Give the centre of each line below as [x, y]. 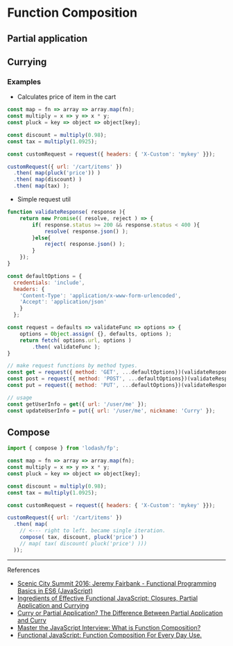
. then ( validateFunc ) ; [66, 347]
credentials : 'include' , [49, 283]
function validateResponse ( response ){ [67, 212]
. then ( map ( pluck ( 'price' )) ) [57, 173]
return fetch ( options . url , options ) [76, 340]
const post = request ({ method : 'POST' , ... [72, 379]
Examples [24, 81]
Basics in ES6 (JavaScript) [55, 590]
